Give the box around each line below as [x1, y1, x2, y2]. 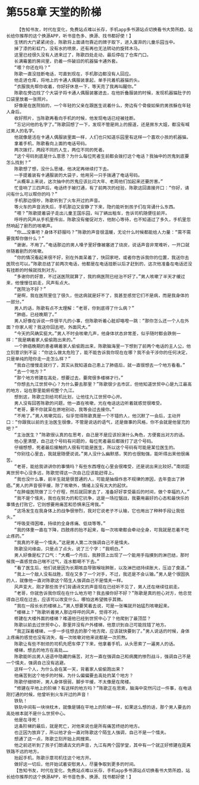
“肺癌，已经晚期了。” [14, 311, 58, 318]
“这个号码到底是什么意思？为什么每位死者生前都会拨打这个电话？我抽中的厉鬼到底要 [14, 153, 189, 159]
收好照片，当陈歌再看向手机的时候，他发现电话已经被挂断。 [14, 115, 138, 121]
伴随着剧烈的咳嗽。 [6, 248, 46, 254]
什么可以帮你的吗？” [14, 191, 58, 197]
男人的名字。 [10, 128, 37, 134]
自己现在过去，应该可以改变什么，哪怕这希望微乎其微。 [10, 597, 126, 603]
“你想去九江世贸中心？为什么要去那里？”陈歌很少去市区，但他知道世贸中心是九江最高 [14, 381, 192, 387]
